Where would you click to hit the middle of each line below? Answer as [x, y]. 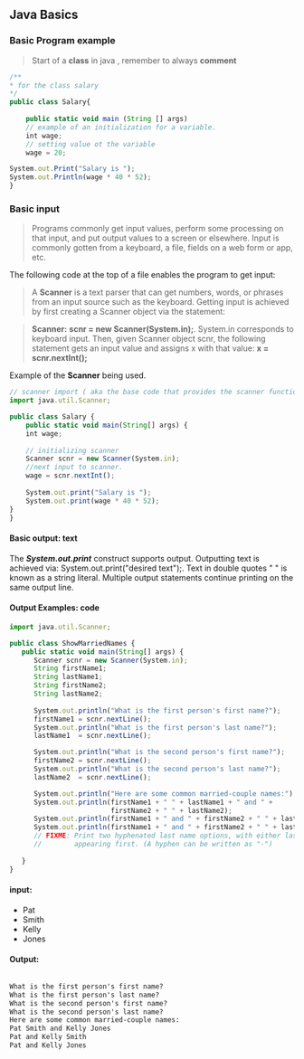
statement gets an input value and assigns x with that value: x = [150, 348]
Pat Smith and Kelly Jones [60, 1029]
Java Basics [44, 15]
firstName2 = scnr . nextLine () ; [92, 761]
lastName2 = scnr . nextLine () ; [92, 777]
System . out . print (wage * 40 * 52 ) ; [93, 501]
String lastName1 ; [68, 677]
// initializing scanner [72, 450]
